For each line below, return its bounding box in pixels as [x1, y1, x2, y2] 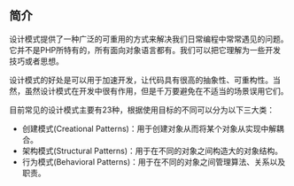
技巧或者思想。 [9, 56, 64, 66]
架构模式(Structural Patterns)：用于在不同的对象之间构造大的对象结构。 [21, 145, 283, 156]
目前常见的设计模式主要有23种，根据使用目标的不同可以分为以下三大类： [9, 105, 275, 115]
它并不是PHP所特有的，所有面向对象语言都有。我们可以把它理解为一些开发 [9, 44, 282, 55]
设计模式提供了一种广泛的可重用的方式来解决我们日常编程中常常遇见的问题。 [9, 34, 289, 44]
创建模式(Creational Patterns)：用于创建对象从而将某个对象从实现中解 [21, 123, 277, 134]
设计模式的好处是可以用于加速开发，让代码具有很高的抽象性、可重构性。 [9, 74, 273, 85]
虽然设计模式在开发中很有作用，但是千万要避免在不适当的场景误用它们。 [24, 85, 289, 96]
